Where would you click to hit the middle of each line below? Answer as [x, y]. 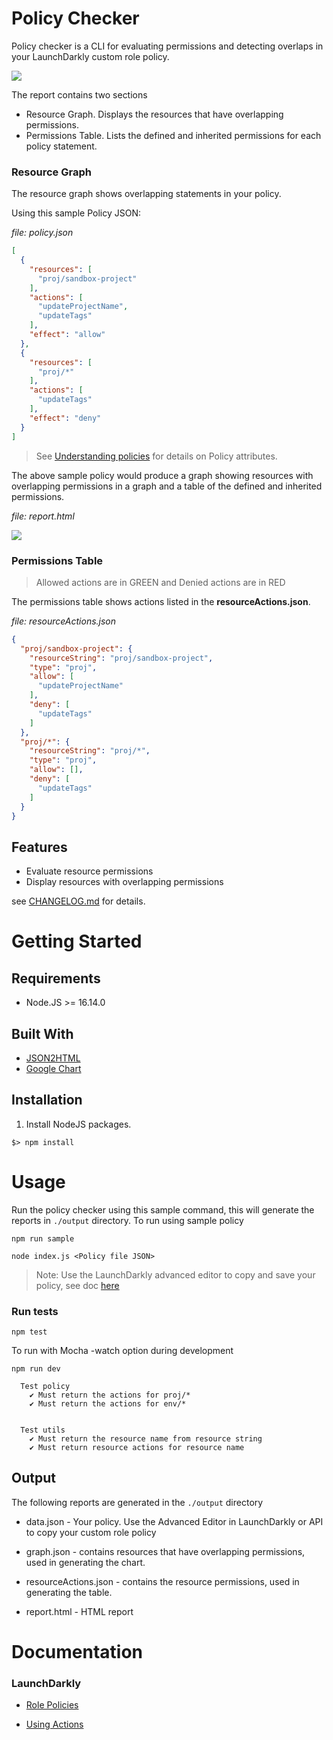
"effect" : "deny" [65, 418]
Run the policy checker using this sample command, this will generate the [163, 1209]
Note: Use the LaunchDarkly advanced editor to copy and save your [175, 1274]
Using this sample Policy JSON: [76, 213]
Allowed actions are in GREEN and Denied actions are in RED [160, 582]
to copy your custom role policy [91, 1532]
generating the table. [69, 1592]
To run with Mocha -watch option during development [122, 1351]
